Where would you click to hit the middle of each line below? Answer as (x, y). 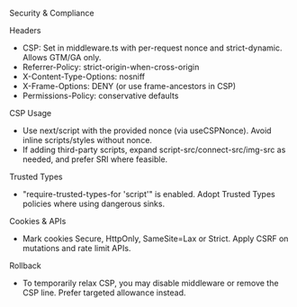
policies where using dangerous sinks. (93, 203)
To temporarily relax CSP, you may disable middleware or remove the (150, 283)
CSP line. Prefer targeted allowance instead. (104, 293)
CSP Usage (31, 113)
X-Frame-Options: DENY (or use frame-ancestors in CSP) (129, 86)
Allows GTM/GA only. (62, 57)
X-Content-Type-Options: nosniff (84, 77)
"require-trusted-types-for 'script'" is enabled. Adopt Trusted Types (149, 194)
